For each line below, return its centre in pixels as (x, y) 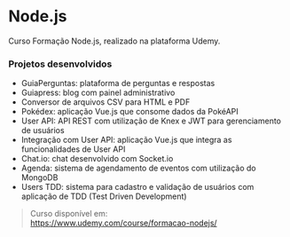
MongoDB (39, 178)
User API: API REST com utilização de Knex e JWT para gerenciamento (151, 121)
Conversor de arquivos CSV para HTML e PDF (106, 102)
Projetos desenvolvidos (60, 64)
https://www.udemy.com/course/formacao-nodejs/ (124, 223)
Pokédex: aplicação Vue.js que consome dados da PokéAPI (129, 112)
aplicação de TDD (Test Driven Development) (104, 196)
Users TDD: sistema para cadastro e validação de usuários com (137, 187)
